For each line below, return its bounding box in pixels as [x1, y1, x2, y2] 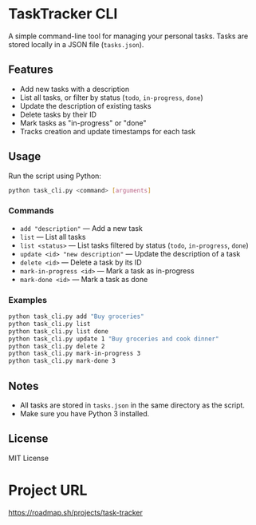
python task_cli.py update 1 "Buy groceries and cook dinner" [8, 335, 219, 343]
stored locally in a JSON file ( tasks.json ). [8, 39, 144, 49]
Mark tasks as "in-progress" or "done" [19, 117, 147, 128]
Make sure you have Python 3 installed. [19, 408, 150, 418]
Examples [8, 294, 48, 305]
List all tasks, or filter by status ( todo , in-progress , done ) [19, 93, 203, 102]
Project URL [8, 481, 88, 499]
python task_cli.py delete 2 [8, 342, 105, 350]
